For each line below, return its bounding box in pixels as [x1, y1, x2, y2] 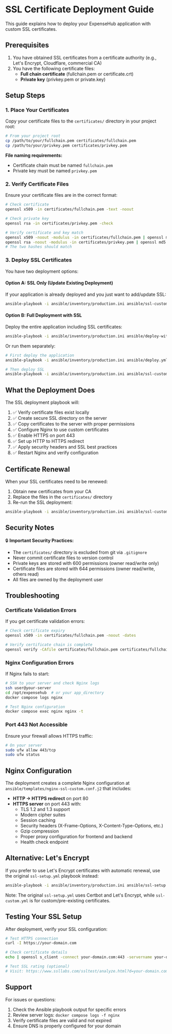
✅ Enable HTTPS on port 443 [12, 432, 75, 439]
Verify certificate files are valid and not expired [12, 1017, 112, 1023]
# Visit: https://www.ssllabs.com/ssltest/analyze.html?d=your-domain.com [5, 968, 168, 974]
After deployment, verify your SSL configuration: [5, 926, 107, 932]
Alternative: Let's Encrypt [5, 854, 90, 862]
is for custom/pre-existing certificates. [29, 897, 111, 903]
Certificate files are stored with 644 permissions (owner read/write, [12, 565, 155, 572]
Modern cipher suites [20, 812, 66, 818]
